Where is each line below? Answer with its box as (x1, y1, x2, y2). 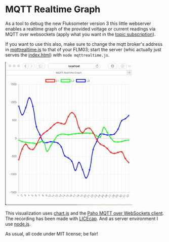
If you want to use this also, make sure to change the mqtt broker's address (5, 41, 163, 47)
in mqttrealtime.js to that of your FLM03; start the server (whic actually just (5, 46, 161, 52)
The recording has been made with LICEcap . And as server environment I (5, 216, 158, 222)
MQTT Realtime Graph (5, 4, 101, 15)
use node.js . (5, 221, 31, 227)
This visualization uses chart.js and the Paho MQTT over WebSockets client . (5, 210, 164, 217)
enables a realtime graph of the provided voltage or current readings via (5, 25, 156, 32)
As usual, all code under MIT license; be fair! (5, 231, 98, 237)
